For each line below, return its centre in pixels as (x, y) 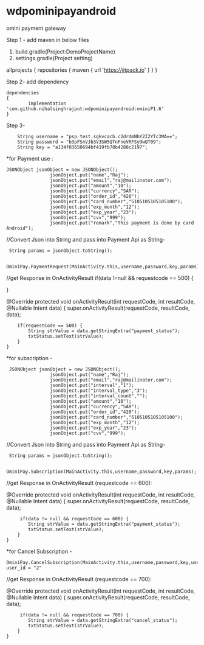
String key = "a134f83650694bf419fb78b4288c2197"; (83, 147)
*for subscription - (29, 358)
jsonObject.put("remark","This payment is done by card (122, 223)
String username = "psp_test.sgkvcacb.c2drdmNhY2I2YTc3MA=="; (97, 136)
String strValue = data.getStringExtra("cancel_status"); (103, 620)
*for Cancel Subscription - (39, 551)
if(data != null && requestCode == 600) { (74, 518)
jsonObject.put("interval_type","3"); (99, 391)
